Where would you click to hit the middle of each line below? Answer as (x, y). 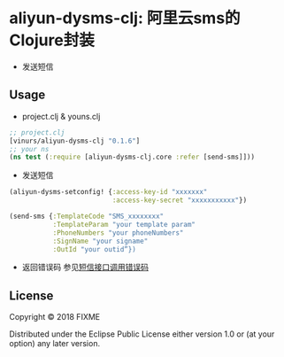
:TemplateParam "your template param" (124, 224)
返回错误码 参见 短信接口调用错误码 (85, 268)
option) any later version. (54, 344)
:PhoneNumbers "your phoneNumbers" (118, 233)
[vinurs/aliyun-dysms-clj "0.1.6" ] (75, 141)
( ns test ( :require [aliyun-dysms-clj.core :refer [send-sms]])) (132, 157)
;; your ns (29, 149)
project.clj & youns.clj (61, 116)
